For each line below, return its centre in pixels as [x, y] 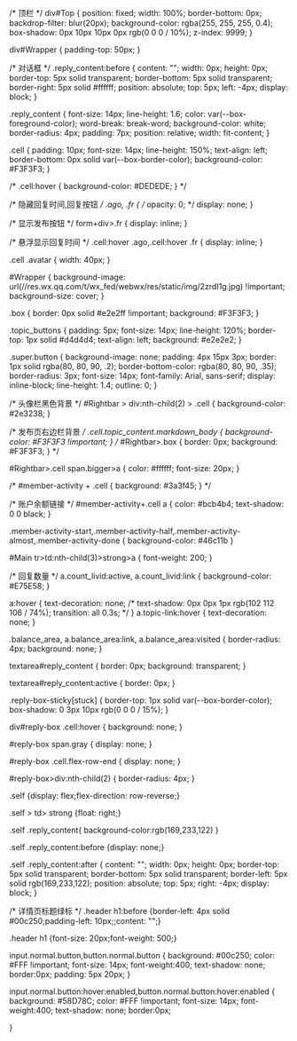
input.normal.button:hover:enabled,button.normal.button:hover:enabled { [142, 991]
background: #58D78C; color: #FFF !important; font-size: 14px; [124, 1001]
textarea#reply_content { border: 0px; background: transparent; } [128, 666]
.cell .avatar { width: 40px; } [60, 260]
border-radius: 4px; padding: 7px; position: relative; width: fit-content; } [140, 133]
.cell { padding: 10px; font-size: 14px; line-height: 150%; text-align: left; [138, 150]
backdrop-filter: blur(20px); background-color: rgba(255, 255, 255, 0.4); [141, 23]
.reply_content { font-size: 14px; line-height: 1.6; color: [108, 114]
